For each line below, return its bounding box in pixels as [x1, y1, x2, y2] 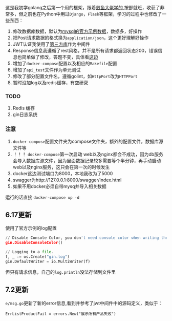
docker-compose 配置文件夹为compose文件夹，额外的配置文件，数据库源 [12, 138, 164, 144]
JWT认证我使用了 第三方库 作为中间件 [12, 41, 91, 47]
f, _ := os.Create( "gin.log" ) [5, 254, 70, 259]
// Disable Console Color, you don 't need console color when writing [5, 235, 159, 240]
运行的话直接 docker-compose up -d [5, 194, 80, 200]
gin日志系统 [12, 111, 38, 118]
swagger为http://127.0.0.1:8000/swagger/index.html [12, 177, 122, 183]
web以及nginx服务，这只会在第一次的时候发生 [12, 164, 110, 170]
